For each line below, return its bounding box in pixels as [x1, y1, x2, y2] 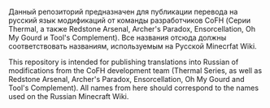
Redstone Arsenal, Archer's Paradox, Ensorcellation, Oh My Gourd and [8, 75, 245, 84]
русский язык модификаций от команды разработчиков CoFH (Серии [8, 15, 250, 25]
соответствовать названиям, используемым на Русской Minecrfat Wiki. [8, 41, 258, 51]
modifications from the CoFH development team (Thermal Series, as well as [8, 66, 263, 76]
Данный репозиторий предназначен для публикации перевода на [8, 7, 238, 16]
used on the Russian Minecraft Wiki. [8, 92, 129, 101]
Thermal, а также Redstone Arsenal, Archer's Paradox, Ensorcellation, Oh [8, 24, 256, 33]
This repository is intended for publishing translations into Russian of [8, 57, 239, 67]
